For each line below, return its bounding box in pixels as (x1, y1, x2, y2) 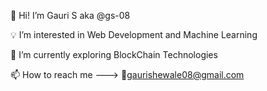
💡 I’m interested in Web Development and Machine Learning (10, 29, 258, 40)
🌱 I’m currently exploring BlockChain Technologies (10, 49, 218, 60)
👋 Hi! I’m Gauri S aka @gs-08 (10, 10, 131, 21)
